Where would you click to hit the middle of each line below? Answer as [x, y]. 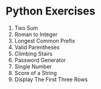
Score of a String [35, 73]
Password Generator [40, 60]
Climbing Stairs [33, 53]
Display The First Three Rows [51, 79]
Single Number [33, 66]
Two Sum [26, 28]
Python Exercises [50, 11]
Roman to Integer [36, 34]
